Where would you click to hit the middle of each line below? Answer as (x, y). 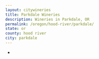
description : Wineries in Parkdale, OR (47, 19)
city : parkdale (21, 38)
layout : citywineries (28, 10)
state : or (16, 29)
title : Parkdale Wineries (32, 15)
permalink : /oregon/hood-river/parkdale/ (50, 24)
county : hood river (26, 33)
